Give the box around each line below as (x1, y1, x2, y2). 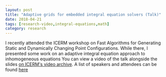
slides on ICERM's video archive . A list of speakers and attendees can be (5, 61, 157, 67)
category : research (5, 26, 46, 31)
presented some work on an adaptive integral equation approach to (5, 51, 145, 57)
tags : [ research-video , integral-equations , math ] (5, 21, 109, 27)
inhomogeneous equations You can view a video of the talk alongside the (5, 56, 157, 62)
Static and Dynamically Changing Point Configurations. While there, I (5, 45, 148, 51)
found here (5, 66, 28, 73)
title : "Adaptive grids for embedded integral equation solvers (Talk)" (5, 12, 161, 17)
